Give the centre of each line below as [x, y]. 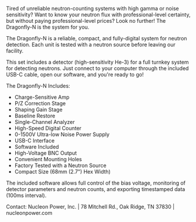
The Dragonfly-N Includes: [38, 86]
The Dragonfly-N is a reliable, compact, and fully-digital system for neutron [97, 38]
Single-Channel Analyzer [44, 122]
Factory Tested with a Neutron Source [60, 165]
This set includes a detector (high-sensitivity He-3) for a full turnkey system [97, 62]
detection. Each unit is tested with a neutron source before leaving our [91, 44]
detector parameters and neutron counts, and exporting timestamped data [96, 189]
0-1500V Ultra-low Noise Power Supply [62, 134]
